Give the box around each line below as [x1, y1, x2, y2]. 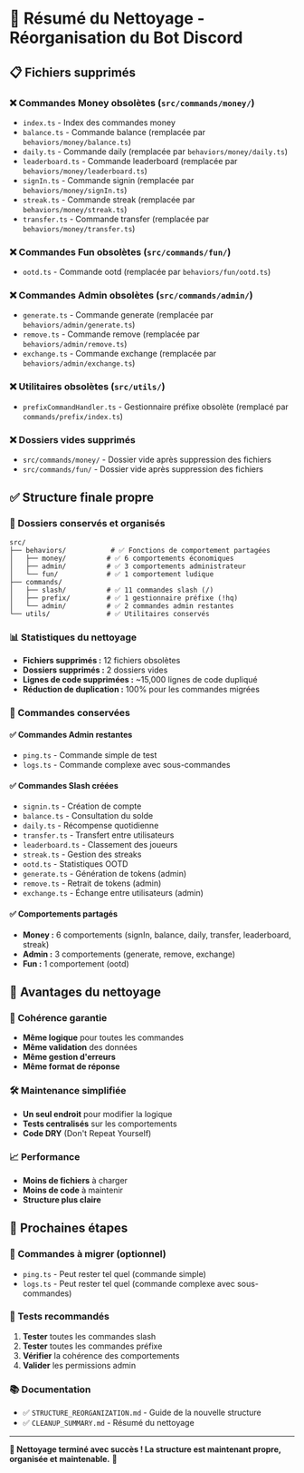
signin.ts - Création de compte [22, 800, 142, 811]
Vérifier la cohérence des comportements [22, 1350, 180, 1360]
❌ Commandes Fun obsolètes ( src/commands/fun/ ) [9, 245, 232, 258]
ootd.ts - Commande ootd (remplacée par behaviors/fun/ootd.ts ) [22, 267, 271, 278]
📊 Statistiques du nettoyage [9, 631, 138, 643]
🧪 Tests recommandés [9, 1311, 110, 1323]
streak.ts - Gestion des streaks [22, 849, 142, 860]
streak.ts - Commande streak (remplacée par [22, 194, 195, 205]
